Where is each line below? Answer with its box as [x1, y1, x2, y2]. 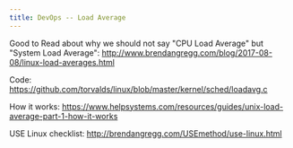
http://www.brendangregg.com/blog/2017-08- [101, 47, 273, 58]
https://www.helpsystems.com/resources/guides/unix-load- [61, 100, 284, 112]
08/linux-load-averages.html [9, 57, 115, 67]
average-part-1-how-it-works [9, 110, 118, 121]
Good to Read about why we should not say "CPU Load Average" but [9, 38, 264, 48]
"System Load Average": [9, 47, 100, 58]
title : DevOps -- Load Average [9, 13, 126, 22]
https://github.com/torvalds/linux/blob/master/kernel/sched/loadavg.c [9, 83, 268, 94]
